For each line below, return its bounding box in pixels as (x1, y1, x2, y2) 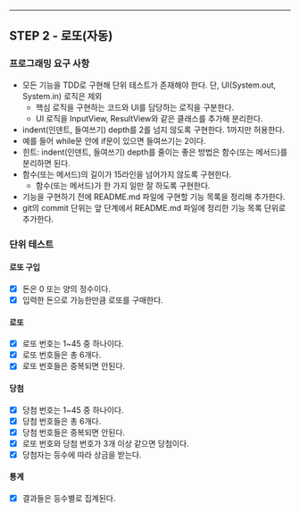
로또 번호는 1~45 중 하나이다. (21, 339, 124, 349)
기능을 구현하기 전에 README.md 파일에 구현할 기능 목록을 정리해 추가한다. (21, 191, 286, 202)
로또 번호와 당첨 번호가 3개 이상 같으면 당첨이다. (21, 438, 189, 449)
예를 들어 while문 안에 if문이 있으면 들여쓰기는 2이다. (21, 135, 206, 146)
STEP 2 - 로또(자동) (9, 29, 113, 44)
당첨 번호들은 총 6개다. (21, 415, 102, 426)
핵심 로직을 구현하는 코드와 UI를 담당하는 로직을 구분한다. (35, 102, 235, 113)
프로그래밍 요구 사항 (9, 57, 90, 70)
